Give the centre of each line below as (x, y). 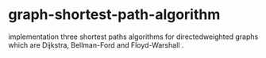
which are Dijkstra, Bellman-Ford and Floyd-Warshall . (96, 44)
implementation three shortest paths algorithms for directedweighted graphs (133, 37)
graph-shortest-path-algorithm (114, 15)
